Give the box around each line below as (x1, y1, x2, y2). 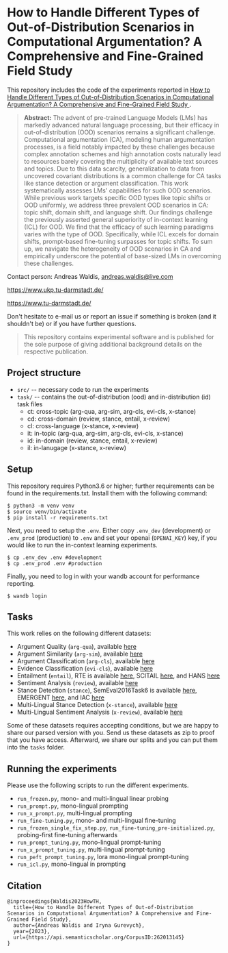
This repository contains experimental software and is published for (23, 332, 214, 341)
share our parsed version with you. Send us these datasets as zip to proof (7, 728, 215, 737)
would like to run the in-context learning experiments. (7, 541, 158, 549)
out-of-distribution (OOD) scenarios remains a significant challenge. (23, 128, 216, 136)
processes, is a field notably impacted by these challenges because (23, 143, 215, 151)
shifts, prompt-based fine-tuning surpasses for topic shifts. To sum (23, 237, 213, 245)
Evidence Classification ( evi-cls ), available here (16, 665, 154, 673)
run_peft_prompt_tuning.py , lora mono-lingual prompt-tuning (16, 853, 189, 861)
